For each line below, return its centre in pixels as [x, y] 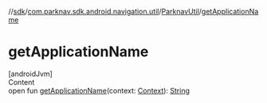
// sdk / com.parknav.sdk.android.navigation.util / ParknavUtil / [105, 11]
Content [22, 82]
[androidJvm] [31, 74]
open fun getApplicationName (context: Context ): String [99, 90]
